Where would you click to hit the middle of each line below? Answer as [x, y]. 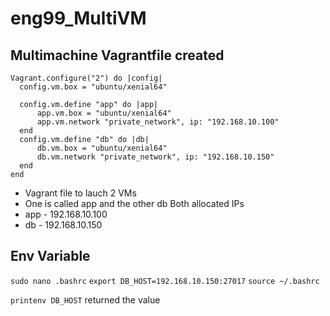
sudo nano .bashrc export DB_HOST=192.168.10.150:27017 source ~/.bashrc [165, 281]
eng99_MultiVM [78, 18]
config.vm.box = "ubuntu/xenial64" [93, 87]
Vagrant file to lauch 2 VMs [80, 193]
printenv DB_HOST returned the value [85, 299]
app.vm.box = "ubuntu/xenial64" [104, 113]
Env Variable [50, 256]
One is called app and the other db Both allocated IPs [134, 203]
